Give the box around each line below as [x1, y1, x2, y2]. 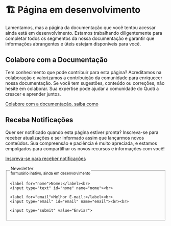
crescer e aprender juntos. [5, 91, 61, 97]
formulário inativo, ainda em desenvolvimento [10, 171, 91, 176]
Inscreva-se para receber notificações [5, 155, 86, 162]
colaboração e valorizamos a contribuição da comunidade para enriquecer [5, 75, 162, 81]
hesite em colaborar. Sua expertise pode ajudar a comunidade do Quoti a [5, 85, 159, 92]
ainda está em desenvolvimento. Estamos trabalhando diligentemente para [5, 30, 162, 36]
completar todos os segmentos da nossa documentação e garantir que [5, 35, 155, 41]
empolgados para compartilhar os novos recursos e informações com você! [5, 145, 165, 151]
